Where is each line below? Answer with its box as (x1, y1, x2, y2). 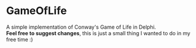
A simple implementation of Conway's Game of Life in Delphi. (6, 23, 156, 30)
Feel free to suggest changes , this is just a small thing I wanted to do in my (6, 29, 191, 36)
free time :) (6, 36, 33, 43)
